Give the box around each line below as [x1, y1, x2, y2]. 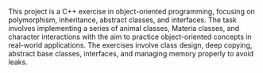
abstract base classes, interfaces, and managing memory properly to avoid [8, 49, 254, 58]
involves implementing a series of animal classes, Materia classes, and [8, 24, 240, 33]
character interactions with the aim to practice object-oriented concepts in [8, 32, 252, 41]
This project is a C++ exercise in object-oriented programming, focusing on [8, 7, 256, 16]
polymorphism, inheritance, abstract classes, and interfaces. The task [8, 15, 237, 25]
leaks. [8, 57, 28, 67]
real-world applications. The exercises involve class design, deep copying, [8, 40, 253, 50]
